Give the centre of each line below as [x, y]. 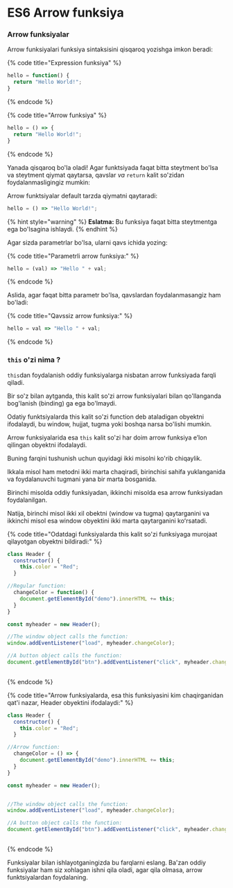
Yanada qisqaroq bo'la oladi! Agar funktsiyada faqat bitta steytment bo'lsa [113, 167]
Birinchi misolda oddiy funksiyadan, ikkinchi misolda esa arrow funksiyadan [115, 492]
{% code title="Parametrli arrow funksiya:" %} [73, 256]
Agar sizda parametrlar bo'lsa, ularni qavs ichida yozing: [87, 242]
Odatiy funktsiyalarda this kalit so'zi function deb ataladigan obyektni [106, 417]
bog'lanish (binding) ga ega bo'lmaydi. [62, 403]
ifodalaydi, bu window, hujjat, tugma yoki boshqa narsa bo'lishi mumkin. [110, 424]
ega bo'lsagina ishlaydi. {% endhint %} [62, 229]
